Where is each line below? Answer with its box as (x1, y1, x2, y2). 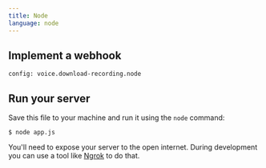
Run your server (8, 91, 91, 105)
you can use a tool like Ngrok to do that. (8, 151, 140, 161)
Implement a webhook (8, 49, 122, 62)
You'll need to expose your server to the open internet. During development (8, 142, 258, 152)
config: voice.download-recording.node (8, 70, 142, 78)
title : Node (8, 11, 48, 20)
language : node (8, 19, 59, 27)
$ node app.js (8, 129, 56, 137)
